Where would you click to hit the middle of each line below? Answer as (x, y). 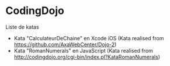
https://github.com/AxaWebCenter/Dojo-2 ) (65, 44)
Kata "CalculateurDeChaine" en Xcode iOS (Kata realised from (89, 38)
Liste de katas (22, 27)
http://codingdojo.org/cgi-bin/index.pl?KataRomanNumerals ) (87, 57)
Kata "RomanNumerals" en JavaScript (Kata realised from (83, 50)
